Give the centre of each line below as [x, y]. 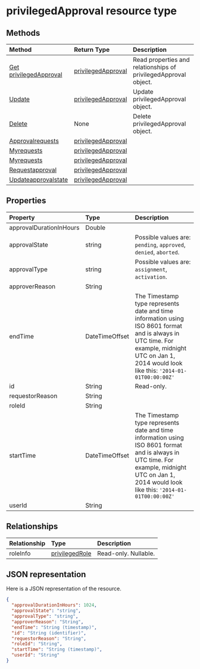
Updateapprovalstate [39, 180]
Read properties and [162, 60]
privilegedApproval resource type [92, 11]
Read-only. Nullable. [126, 553]
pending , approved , [160, 244]
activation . [151, 276]
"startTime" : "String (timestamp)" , [57, 650]
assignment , [151, 269]
